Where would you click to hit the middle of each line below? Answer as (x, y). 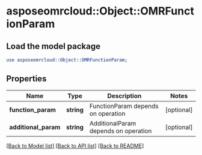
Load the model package (54, 46)
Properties (26, 79)
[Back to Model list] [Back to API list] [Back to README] (75, 145)
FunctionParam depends (124, 106)
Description (124, 96)
